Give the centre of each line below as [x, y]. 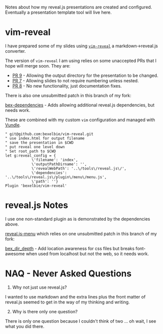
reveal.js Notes [37, 205]
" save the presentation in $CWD [39, 142]
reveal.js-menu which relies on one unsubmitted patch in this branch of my [81, 234]
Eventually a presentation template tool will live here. [58, 12]
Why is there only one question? [45, 311]
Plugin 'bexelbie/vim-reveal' [36, 186]
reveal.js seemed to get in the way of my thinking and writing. [67, 302]
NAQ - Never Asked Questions [68, 274]
